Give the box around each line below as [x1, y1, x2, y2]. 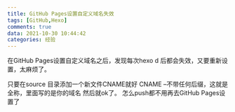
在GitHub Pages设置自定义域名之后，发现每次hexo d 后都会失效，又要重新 [7, 57, 222, 65]
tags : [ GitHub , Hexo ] [7, 17, 68, 24]
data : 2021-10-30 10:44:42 [7, 29, 86, 37]
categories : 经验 [7, 36, 56, 43]
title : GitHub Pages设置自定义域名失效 [7, 10, 114, 17]
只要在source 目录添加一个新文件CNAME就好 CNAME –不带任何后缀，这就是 [7, 80, 229, 88]
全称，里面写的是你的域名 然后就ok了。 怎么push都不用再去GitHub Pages [7, 89, 220, 97]
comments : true [7, 23, 52, 30]
